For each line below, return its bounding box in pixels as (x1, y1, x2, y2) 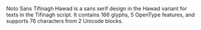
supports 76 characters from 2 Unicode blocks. (6, 18, 124, 24)
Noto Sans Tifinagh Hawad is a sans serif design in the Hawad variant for (6, 5, 187, 12)
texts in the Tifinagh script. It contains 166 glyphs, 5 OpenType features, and (6, 11, 195, 18)
